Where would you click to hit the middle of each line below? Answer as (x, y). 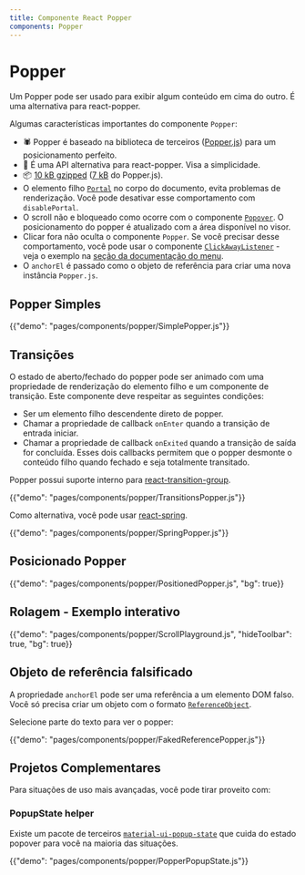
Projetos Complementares (85, 768)
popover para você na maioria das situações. (94, 843)
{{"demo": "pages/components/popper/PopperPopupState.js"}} (129, 860)
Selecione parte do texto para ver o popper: (91, 722)
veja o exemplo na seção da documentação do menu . (123, 256)
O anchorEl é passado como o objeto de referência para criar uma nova (157, 266)
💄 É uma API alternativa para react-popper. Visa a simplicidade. (142, 165)
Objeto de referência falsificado (101, 672)
